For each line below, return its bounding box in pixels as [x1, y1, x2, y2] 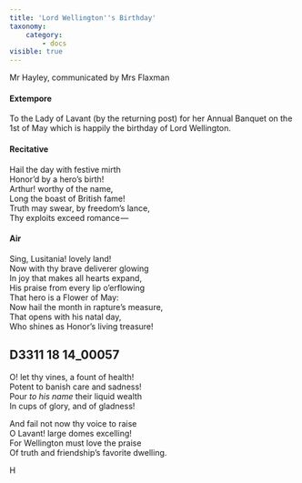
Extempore [9, 93, 53, 104]
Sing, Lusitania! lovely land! [9, 253, 112, 264]
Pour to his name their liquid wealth [9, 390, 143, 401]
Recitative [9, 143, 49, 155]
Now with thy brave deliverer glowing [9, 263, 149, 274]
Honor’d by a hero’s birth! [9, 174, 105, 185]
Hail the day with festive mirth [9, 164, 121, 175]
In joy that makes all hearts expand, [9, 272, 143, 283]
